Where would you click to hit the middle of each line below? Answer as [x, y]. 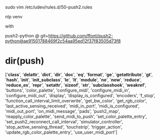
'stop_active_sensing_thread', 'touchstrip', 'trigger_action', [64, 127]
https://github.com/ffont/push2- [81, 36]
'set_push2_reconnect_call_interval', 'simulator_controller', [64, 122]
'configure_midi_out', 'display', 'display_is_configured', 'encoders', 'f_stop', [80, 95]
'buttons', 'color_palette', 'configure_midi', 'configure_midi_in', [68, 90]
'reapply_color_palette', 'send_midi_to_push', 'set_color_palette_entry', [76, 116]
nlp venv [14, 17]
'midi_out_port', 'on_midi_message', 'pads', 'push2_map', [63, 111]
